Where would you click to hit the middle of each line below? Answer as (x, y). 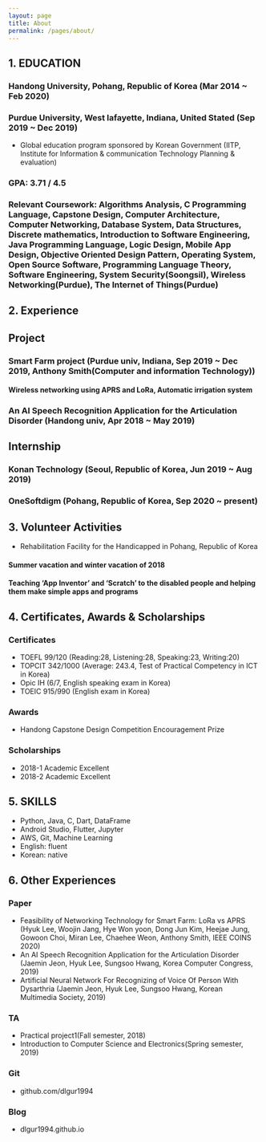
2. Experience (44, 311)
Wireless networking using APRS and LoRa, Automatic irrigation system (131, 390)
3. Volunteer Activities (65, 527)
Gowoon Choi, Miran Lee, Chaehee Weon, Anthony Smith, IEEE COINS (136, 938)
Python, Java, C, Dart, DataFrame (75, 821)
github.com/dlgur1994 (56, 1091)
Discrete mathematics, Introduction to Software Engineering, (129, 234)
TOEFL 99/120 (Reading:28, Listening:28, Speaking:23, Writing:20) (130, 657)
